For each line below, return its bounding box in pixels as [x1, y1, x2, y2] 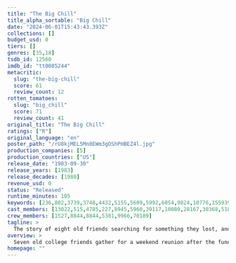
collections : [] [7, 29, 55, 37]
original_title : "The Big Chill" [7, 121, 105, 128]
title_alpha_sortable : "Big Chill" [7, 17, 112, 24]
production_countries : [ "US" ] [7, 154, 96, 161]
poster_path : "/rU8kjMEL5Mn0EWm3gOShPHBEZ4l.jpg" [7, 141, 156, 148]
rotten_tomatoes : [7, 95, 58, 102]
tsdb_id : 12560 [7, 56, 52, 63]
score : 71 [13, 108, 42, 115]
